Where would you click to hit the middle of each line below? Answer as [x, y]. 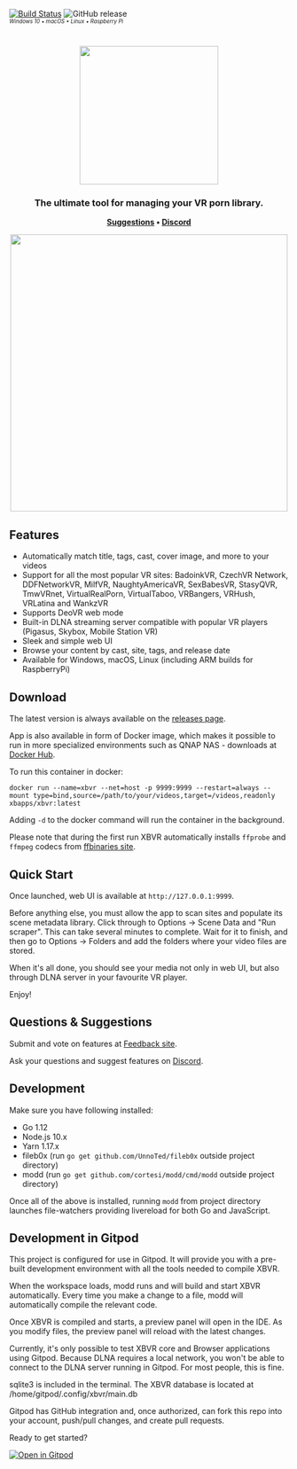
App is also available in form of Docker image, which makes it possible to [143, 736]
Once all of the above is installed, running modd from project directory [135, 1200]
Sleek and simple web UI [67, 641]
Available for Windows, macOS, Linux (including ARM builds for [137, 660]
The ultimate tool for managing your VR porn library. [149, 203]
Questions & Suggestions [81, 1023]
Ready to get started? [49, 1438]
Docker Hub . [32, 754]
